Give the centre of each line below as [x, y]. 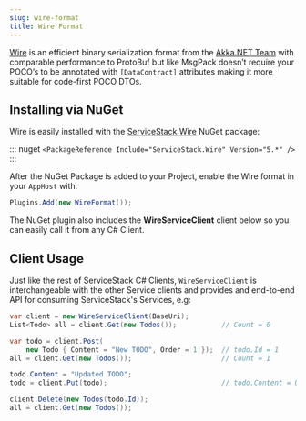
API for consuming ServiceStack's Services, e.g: [100, 300]
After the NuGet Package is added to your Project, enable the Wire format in [152, 176]
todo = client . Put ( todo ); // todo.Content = [150, 383]
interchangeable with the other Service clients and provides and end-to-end [152, 290]
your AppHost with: [44, 186]
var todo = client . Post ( [56, 341]
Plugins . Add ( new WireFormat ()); [71, 203]
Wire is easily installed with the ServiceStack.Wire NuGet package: [135, 132]
